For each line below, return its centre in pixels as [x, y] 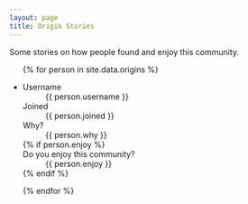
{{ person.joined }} [79, 116]
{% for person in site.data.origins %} [91, 70]
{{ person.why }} [76, 134]
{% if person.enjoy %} [64, 144]
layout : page [34, 18]
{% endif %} [46, 173]
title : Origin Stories [52, 26]
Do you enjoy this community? [78, 153]
